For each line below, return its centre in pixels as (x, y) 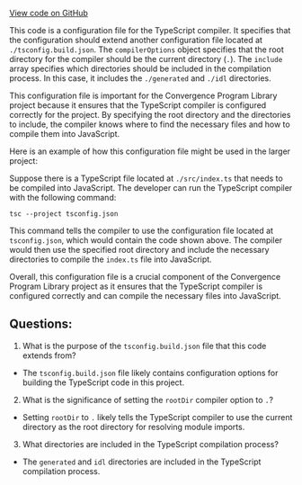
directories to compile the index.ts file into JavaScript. (111, 259)
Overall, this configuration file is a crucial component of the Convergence (145, 277)
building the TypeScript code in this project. (103, 382)
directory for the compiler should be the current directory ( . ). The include (146, 59)
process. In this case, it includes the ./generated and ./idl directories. (140, 78)
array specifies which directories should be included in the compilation (140, 68)
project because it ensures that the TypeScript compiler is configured (138, 105)
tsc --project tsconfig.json (64, 214)
